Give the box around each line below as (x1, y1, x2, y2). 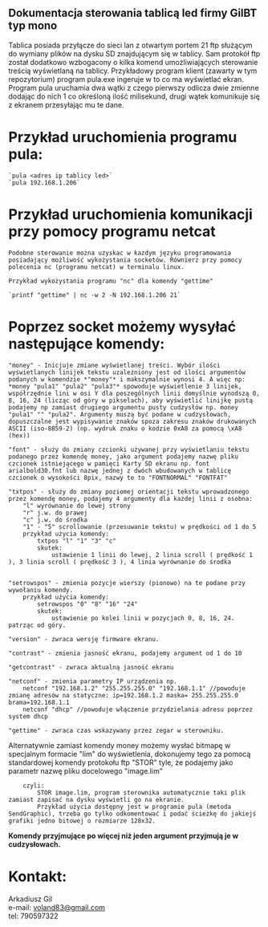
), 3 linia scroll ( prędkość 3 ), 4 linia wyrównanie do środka (8, 558, 231, 566)
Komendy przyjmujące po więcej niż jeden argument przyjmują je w (8, 831, 239, 840)
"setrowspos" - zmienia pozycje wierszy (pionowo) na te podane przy (8, 579, 246, 587)
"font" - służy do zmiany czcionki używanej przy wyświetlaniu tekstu (8, 445, 250, 453)
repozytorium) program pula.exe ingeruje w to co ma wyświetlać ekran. (8, 74, 245, 83)
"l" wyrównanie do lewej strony (22, 502, 131, 510)
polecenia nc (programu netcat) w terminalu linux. (8, 262, 185, 271)
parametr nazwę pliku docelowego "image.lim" (8, 766, 163, 775)
